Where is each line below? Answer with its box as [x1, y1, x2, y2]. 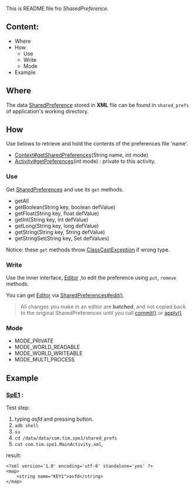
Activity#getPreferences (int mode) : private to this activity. [14, 158, 156, 165]
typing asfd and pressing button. [14, 415, 94, 422]
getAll [14, 197, 29, 204]
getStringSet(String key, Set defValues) [14, 234, 110, 241]
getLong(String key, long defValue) [14, 222, 100, 229]
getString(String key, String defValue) [14, 229, 105, 236]
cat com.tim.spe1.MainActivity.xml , [14, 441, 104, 448]
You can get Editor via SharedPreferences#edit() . [6, 292, 125, 299]
